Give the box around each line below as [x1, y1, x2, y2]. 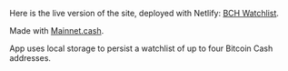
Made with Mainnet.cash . [9, 25, 104, 35]
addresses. [9, 53, 52, 63]
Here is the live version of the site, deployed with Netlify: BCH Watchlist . [9, 8, 280, 18]
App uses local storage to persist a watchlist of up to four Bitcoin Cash [9, 43, 273, 54]
